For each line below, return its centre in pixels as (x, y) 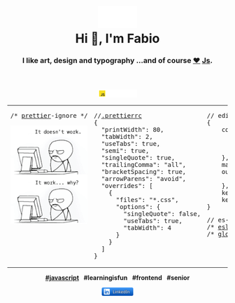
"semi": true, (125, 151)
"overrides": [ (127, 186)
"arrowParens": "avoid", (144, 179)
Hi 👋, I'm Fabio (117, 38)
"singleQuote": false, (162, 214)
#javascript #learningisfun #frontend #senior (117, 277)
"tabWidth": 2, (127, 137)
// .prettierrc (118, 116)
